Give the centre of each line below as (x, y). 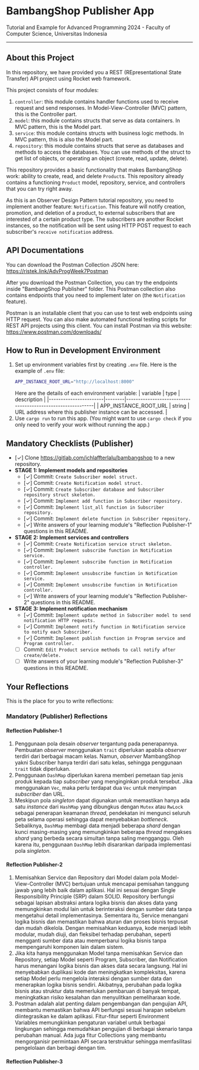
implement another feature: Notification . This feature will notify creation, (96, 207)
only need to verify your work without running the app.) (82, 425)
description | (30, 399)
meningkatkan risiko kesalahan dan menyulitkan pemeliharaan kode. (98, 998)
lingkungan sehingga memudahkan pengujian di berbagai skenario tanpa (103, 1029)
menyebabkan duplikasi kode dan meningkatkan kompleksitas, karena (100, 972)
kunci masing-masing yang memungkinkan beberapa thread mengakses (103, 832)
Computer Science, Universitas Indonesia (57, 33)
